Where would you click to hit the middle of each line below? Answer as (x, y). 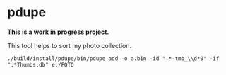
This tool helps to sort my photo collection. (70, 45)
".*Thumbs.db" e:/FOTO (41, 64)
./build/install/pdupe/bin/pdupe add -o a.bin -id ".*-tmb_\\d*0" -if (113, 58)
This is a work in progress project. (58, 32)
